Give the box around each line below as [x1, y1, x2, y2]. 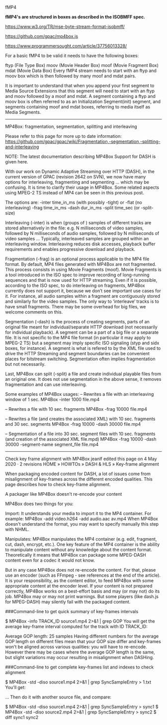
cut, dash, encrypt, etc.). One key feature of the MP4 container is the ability [5, 542, 160, 547]
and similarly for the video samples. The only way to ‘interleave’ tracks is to [5, 298, 159, 304]
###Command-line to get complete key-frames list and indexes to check [5, 664, 154, 670]
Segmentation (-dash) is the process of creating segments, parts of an [5, 319, 150, 324]
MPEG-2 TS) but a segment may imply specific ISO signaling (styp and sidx [5, 340, 160, 346]
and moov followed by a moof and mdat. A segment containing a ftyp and [5, 93, 156, 99]
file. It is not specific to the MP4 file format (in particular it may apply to [5, 335, 151, 340]
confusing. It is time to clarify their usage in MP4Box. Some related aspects [5, 184, 160, 190]
